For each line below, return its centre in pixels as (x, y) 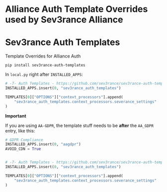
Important (16, 116)
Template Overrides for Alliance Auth (43, 56)
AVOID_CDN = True (23, 149)
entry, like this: (20, 130)
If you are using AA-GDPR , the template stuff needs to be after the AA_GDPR (80, 126)
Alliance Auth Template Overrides (77, 9)
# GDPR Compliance (24, 140)
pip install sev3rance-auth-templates (45, 65)
